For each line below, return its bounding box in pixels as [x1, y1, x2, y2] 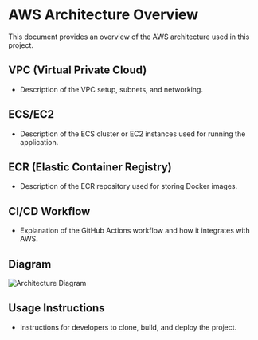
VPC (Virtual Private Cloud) [8, 64, 147, 77]
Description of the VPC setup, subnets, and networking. [19, 84, 203, 94]
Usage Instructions [8, 301, 105, 315]
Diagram [8, 257, 52, 271]
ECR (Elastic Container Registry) [8, 160, 173, 174]
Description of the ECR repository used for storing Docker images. [19, 182, 237, 191]
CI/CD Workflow [8, 205, 91, 218]
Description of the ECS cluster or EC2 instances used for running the [19, 129, 246, 139]
